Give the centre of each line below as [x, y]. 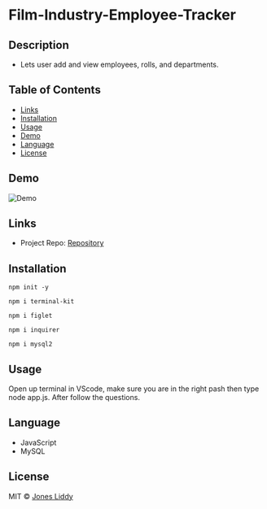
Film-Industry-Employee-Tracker [122, 15]
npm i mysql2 [31, 344]
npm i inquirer [34, 330]
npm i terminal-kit [42, 302]
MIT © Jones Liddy [41, 496]
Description [39, 45]
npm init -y [28, 287]
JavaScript [38, 442]
